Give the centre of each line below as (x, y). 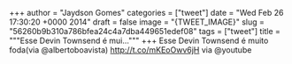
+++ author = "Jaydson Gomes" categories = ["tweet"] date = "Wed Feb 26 (146, 13)
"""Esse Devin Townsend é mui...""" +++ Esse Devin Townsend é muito (139, 40)
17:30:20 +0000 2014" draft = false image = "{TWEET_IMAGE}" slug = (137, 22)
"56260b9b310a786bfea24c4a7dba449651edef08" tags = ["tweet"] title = (145, 31)
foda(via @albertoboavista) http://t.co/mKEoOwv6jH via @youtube (131, 50)
